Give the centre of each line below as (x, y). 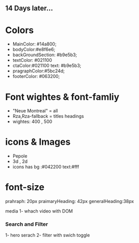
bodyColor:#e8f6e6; (34, 50)
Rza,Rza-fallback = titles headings (48, 116)
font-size (25, 187)
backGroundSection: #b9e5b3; (45, 55)
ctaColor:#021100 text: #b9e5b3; (47, 66)
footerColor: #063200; (36, 76)
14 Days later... (29, 8)
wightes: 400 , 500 (32, 121)
